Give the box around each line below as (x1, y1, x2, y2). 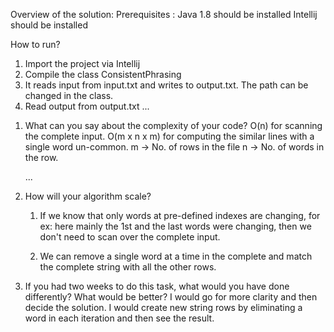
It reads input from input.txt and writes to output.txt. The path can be (24, 79, 309, 91)
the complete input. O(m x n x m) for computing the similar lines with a (24, 130, 315, 142)
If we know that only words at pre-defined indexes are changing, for (39, 210, 321, 221)
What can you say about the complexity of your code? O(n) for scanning (24, 120, 323, 131)
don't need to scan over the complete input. (39, 231, 221, 243)
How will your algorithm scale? (24, 190, 152, 202)
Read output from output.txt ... (24, 100, 150, 112)
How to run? (10, 39, 61, 50)
